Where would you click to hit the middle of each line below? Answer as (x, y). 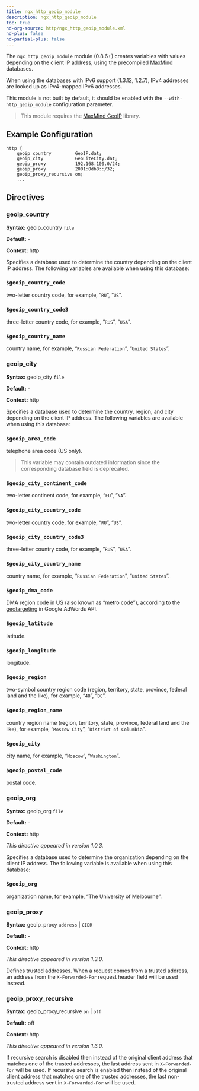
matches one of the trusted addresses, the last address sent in (82, 1064)
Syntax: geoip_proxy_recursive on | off (54, 1011)
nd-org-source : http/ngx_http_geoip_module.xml (66, 28)
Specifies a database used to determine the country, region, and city (90, 411)
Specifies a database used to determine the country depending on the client (99, 262)
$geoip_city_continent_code (46, 483)
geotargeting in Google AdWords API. (52, 609)
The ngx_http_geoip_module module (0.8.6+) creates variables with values (96, 56)
